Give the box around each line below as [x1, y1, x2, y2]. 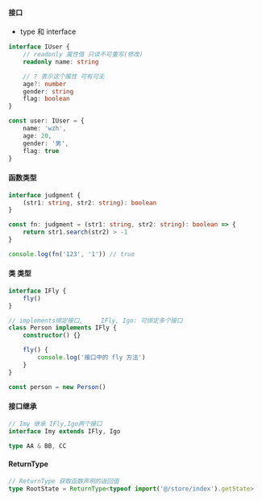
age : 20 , [23, 131, 52, 140]
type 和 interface [19, 27, 77, 36]
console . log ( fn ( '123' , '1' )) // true [8, 250, 135, 258]
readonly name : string [23, 57, 99, 66]
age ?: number [23, 80, 67, 88]
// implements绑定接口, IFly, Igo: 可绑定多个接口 [8, 317, 183, 325]
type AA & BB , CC [8, 441, 67, 450]
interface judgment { [8, 191, 81, 199]
